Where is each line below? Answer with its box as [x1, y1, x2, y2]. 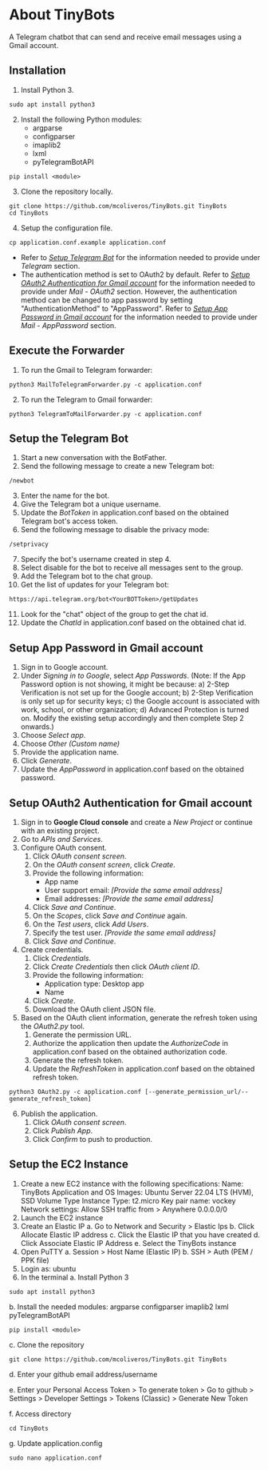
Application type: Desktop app [44, 979, 144, 988]
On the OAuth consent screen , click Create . [32, 860, 176, 869]
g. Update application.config [9, 1438, 103, 1448]
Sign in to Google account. [20, 663, 108, 672]
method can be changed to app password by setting [20, 294, 193, 305]
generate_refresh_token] [9, 1095, 92, 1103]
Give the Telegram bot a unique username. [20, 499, 161, 509]
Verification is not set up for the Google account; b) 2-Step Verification [20, 688, 254, 698]
